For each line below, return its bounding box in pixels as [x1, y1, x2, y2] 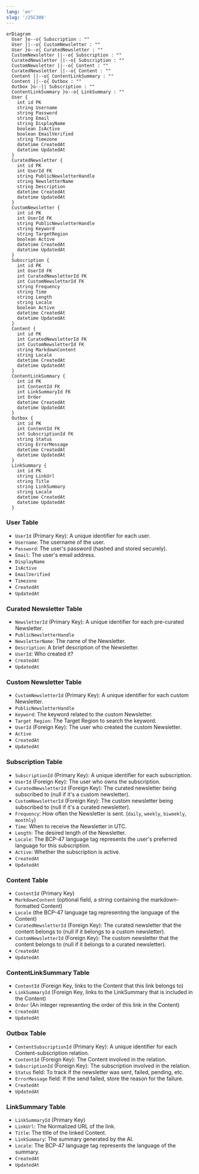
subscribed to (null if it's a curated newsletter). [14, 804, 131, 811]
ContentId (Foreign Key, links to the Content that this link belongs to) [14, 982, 184, 989]
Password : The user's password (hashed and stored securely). [14, 545, 168, 552]
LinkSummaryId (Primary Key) [14, 1116, 86, 1123]
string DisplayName [17, 120, 66, 126]
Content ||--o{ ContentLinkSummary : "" [11, 73, 114, 79]
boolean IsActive [17, 126, 61, 132]
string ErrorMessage [17, 441, 68, 447]
